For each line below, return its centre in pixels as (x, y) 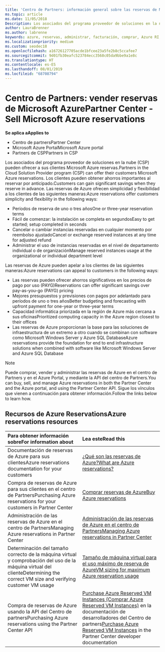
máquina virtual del (29, 566)
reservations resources (42, 422)
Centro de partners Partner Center (46, 142)
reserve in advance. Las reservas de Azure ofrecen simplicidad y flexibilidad (82, 188)
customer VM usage (31, 585)
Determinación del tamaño (38, 548)
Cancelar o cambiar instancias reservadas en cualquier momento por (82, 229)
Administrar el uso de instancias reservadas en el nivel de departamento (85, 245)
